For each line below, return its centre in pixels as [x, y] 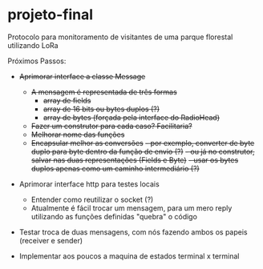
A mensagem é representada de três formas [104, 92]
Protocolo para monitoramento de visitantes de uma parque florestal [120, 37]
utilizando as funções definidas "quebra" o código [114, 216]
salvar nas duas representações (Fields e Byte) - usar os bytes [135, 160]
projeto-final [51, 15]
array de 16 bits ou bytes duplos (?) [101, 109]
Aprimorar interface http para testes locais [89, 184]
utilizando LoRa [33, 45]
